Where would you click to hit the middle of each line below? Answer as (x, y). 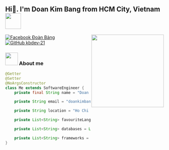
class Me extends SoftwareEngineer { (45, 88)
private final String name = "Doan (52, 92)
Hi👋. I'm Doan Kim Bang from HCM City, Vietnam (83, 9)
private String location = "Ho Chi (52, 111)
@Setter (13, 78)
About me (31, 63)
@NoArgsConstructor (26, 83)
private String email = (39, 102)
